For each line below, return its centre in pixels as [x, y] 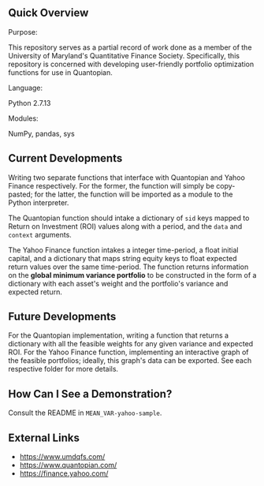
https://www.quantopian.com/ [68, 465]
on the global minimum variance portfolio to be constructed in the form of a [132, 275]
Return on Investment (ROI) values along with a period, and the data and [125, 226]
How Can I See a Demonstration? [90, 394]
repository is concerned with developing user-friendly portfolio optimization [131, 64]
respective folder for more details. [63, 369]
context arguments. [40, 234]
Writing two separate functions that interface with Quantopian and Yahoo [127, 178]
